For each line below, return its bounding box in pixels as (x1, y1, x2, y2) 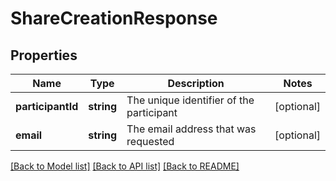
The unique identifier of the (126, 93, 255, 107)
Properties (10, 47, 78, 64)
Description (167, 77, 225, 90)
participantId (15, 100, 79, 113)
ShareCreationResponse (10, 7, 218, 30)
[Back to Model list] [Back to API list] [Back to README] (10, 160, 240, 172)
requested (126, 135, 175, 148)
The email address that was (126, 122, 257, 136)
